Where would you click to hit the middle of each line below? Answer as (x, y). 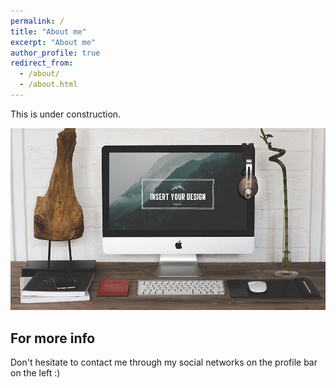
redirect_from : (42, 63)
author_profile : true (55, 53)
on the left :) (35, 372)
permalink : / (37, 21)
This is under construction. (66, 114)
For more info (53, 338)
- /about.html (48, 85)
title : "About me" (48, 31)
